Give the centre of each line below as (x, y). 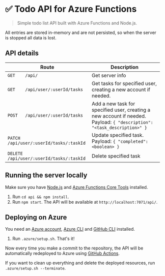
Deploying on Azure (36, 217)
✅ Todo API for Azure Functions (71, 9)
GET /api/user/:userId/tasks (45, 89)
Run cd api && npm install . (41, 197)
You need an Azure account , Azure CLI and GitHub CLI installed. (70, 229)
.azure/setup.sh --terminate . (36, 268)
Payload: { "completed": (120, 141)
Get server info (109, 75)
